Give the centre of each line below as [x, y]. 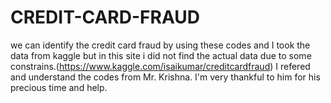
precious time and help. [59, 87]
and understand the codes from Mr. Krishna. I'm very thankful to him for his [165, 77]
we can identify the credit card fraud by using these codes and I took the [160, 45]
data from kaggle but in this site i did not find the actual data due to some [161, 55]
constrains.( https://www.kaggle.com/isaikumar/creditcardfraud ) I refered [160, 66]
